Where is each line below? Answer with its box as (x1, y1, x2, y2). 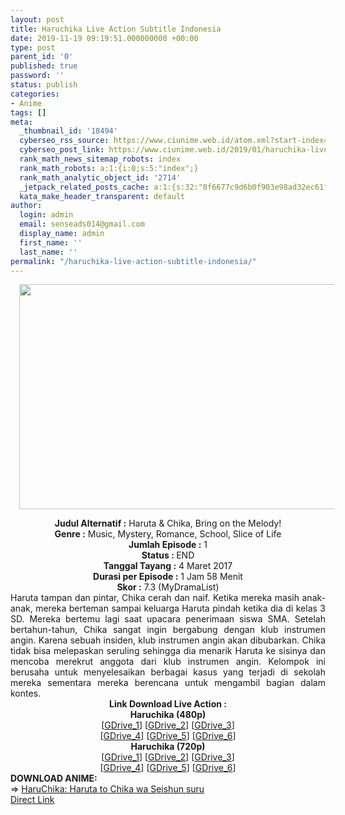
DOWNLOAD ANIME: (10, 772, 98, 785)
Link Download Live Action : (109, 698, 227, 710)
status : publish (10, 80, 78, 90)
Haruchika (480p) (129, 709, 207, 721)
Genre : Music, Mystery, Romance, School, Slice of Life (54, 528, 282, 540)
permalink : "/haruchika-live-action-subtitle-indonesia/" (10, 256, 257, 266)
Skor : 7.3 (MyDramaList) (116, 581, 220, 593)
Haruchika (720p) (130, 741, 206, 753)
